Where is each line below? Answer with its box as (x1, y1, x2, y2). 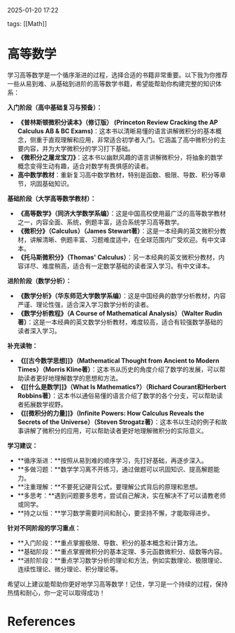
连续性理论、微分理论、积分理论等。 (17, 564, 122, 573)
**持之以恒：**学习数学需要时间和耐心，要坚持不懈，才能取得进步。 (17, 508, 214, 517)
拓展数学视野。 (23, 400, 67, 409)
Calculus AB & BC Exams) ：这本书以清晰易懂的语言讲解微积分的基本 (17, 126, 216, 135)
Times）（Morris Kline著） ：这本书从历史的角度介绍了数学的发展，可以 (17, 365, 220, 374)
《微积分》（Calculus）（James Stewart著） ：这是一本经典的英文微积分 (17, 226, 220, 235)
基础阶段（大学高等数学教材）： (7, 194, 97, 203)
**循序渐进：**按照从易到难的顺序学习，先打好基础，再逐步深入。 (17, 456, 208, 465)
